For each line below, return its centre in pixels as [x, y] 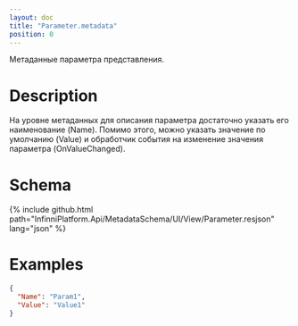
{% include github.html [51, 210]
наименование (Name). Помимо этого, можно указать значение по [137, 130]
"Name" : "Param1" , [52, 297]
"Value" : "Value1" [52, 305]
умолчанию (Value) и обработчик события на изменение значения [137, 139]
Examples [46, 265]
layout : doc [31, 17]
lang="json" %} [38, 229]
